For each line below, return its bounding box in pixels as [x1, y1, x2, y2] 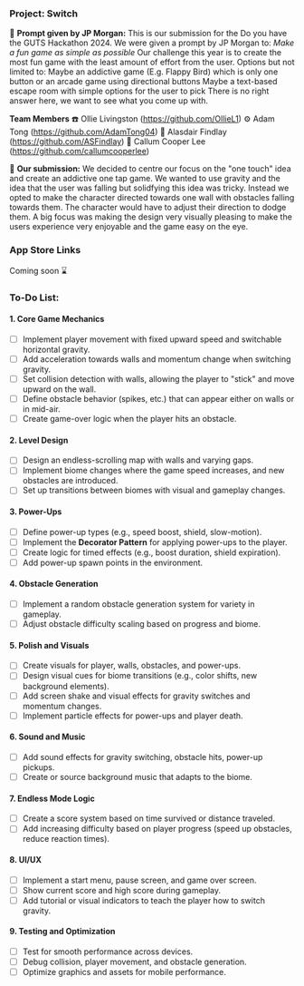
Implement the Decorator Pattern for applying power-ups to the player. [22, 536, 288, 547]
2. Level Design [9, 434, 69, 445]
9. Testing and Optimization [9, 926, 116, 937]
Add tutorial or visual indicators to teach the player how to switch [22, 894, 265, 905]
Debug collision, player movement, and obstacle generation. [22, 956, 247, 967]
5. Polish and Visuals [9, 639, 90, 650]
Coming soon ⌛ [9, 265, 68, 276]
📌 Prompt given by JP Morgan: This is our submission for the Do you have [9, 28, 288, 39]
